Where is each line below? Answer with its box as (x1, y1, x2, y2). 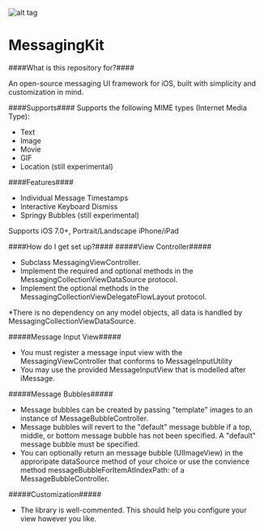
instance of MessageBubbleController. (19, 413, 148, 423)
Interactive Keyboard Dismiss (19, 201, 118, 211)
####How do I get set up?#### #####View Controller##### (8, 242, 212, 251)
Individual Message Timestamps (19, 193, 129, 203)
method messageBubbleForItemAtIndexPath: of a (19, 465, 185, 474)
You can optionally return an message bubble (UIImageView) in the (19, 447, 244, 457)
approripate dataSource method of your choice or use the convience (19, 456, 249, 466)
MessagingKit (8, 36, 104, 54)
